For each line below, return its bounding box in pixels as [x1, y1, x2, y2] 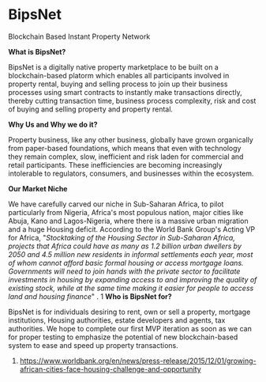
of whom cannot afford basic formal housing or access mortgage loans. [8, 258, 244, 267]
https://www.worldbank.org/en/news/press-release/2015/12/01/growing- [19, 356, 257, 365]
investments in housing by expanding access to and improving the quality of [8, 274, 257, 284]
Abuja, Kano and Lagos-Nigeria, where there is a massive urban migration [8, 216, 249, 225]
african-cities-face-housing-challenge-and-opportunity [19, 364, 201, 373]
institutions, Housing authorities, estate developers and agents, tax [8, 315, 226, 325]
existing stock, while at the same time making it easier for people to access [8, 283, 254, 293]
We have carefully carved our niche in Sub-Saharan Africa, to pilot [8, 199, 224, 209]
